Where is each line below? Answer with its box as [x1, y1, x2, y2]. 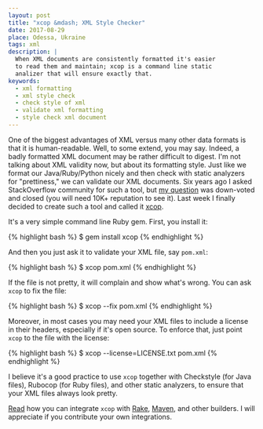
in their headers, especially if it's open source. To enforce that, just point [8, 325, 243, 334]
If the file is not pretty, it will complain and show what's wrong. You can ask [8, 278, 252, 287]
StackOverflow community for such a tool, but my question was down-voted [8, 185, 255, 195]
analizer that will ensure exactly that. [15, 70, 153, 78]
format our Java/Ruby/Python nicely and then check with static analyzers [8, 168, 245, 177]
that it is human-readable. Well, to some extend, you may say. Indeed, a [8, 143, 239, 153]
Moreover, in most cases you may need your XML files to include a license [8, 316, 249, 325]
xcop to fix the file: [8, 285, 67, 295]
